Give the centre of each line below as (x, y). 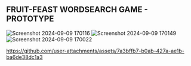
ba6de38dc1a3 (24, 57)
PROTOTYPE (30, 19)
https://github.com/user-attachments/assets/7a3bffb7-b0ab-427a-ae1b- (95, 51)
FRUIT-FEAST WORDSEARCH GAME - (77, 10)
